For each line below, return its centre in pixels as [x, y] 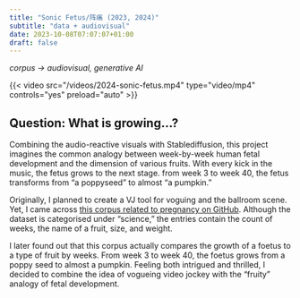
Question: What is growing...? [94, 123]
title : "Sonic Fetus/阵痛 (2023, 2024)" [84, 17]
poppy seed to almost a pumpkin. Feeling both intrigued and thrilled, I [137, 265]
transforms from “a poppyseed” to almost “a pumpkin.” [111, 183]
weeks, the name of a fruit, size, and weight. [91, 228]
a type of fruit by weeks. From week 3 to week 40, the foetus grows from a [147, 255]
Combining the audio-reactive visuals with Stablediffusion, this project [139, 145]
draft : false [34, 43]
